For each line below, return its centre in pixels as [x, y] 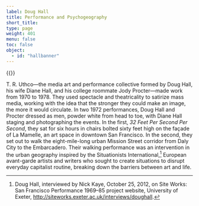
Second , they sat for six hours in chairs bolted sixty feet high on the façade [98, 128]
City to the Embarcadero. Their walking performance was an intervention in [98, 147]
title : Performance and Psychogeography [57, 17]
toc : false [20, 45]
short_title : [22, 23]
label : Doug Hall [28, 12]
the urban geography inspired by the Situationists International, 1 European [96, 154]
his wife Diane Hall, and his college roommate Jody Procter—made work [94, 90]
